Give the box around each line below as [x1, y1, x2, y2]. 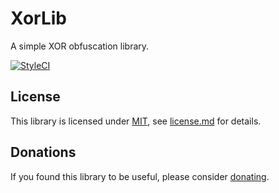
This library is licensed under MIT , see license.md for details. [10, 115, 262, 127]
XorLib [10, 7, 67, 30]
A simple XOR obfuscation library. [10, 40, 150, 52]
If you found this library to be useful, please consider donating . [10, 170, 270, 182]
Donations [10, 144, 77, 161]
